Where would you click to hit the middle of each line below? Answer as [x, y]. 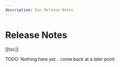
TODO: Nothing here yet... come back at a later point [60, 59]
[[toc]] [12, 49]
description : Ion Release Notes [39, 10]
